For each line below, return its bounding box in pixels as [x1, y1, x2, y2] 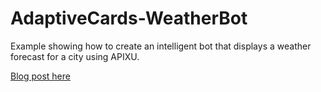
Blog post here [10, 70, 71, 82]
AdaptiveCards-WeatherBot [10, 7, 248, 30]
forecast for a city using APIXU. [10, 50, 140, 62]
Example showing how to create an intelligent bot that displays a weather [10, 40, 312, 52]
